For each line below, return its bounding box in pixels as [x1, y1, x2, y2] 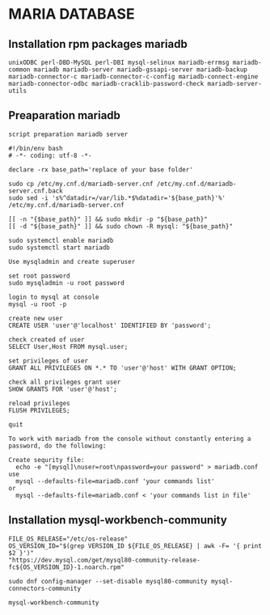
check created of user [8, 335, 85, 344]
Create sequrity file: [8, 456, 85, 464]
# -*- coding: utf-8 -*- [8, 151, 92, 159]
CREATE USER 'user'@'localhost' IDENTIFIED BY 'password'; [8, 321, 212, 329]
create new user [8, 314, 63, 322]
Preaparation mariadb [8, 108, 121, 122]
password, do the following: [8, 442, 107, 450]
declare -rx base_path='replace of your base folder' [8, 165, 194, 174]
